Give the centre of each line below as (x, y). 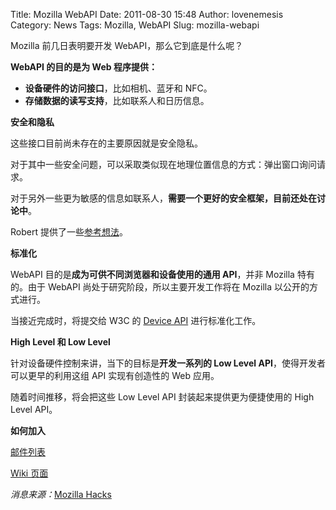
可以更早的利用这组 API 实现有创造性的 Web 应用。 (115, 375)
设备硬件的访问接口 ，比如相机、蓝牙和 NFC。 (118, 88)
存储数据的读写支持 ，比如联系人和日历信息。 (117, 100)
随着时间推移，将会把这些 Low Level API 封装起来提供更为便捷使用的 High (162, 397)
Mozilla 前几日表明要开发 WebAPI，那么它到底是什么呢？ (127, 45)
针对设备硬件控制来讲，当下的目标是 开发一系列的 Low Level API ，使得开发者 (168, 363)
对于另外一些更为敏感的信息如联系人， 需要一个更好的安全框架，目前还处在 (163, 198)
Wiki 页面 (29, 473)
